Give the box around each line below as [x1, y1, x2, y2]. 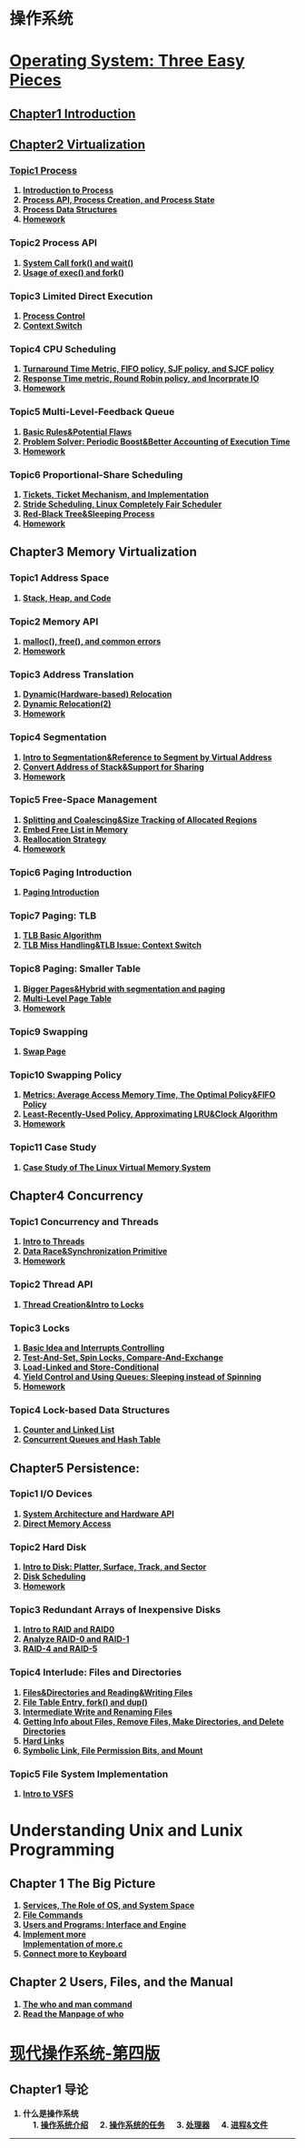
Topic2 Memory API [9, 615, 99, 628]
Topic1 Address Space [9, 572, 110, 584]
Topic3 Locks [9, 1322, 71, 1334]
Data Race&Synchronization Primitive [22, 1246, 168, 1257]
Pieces [9, 70, 62, 91]
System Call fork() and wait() [22, 257, 134, 268]
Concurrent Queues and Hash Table [22, 1434, 162, 1445]
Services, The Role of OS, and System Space [22, 1900, 195, 1911]
